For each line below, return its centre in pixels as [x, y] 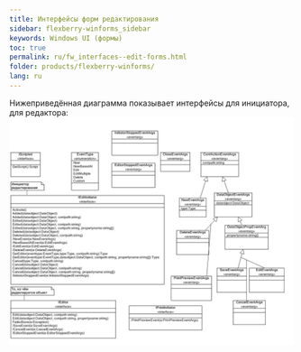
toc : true [28, 48]
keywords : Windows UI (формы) [66, 38]
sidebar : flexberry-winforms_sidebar [80, 28]
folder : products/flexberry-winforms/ [82, 67]
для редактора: [39, 112]
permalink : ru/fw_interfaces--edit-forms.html [98, 57]
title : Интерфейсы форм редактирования [84, 19]
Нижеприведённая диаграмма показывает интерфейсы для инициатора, [150, 103]
